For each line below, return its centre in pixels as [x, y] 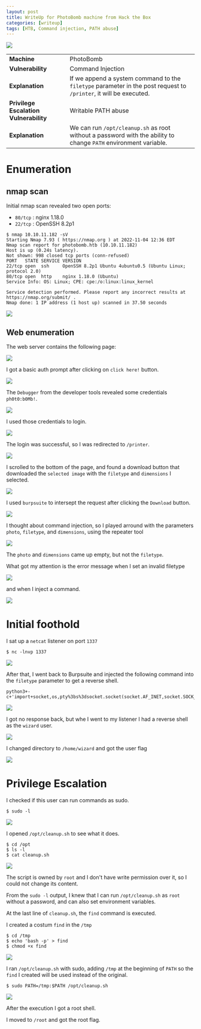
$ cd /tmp [19, 936]
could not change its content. [42, 884]
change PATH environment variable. [118, 143]
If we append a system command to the [125, 78]
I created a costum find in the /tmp [49, 924]
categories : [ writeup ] [34, 23]
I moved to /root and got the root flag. [53, 1019]
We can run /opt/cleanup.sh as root [120, 128]
